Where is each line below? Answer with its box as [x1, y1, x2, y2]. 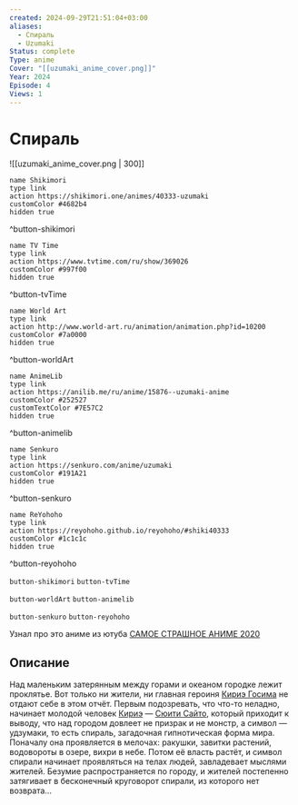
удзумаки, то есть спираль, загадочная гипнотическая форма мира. [9, 728, 275, 739]
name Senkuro [9, 445, 59, 454]
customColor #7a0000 [9, 331, 88, 340]
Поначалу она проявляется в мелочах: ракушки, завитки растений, [9, 737, 273, 748]
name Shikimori [9, 176, 67, 185]
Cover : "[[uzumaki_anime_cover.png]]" [9, 65, 156, 74]
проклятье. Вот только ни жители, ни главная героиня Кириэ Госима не [9, 689, 289, 700]
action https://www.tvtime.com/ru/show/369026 [9, 257, 189, 266]
